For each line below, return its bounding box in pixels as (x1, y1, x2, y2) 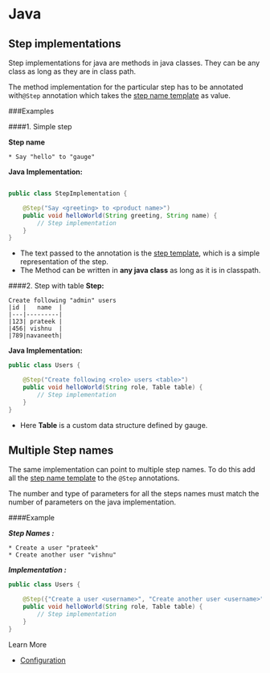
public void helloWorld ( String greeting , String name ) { (22, 211, 218, 219)
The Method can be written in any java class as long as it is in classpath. (19, 266, 261, 275)
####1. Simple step (8, 122, 72, 131)
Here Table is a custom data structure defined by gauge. (19, 420, 208, 430)
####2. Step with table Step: (8, 281, 104, 291)
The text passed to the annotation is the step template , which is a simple (19, 248, 260, 258)
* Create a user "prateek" (8, 544, 99, 553)
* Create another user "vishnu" (8, 551, 117, 559)
